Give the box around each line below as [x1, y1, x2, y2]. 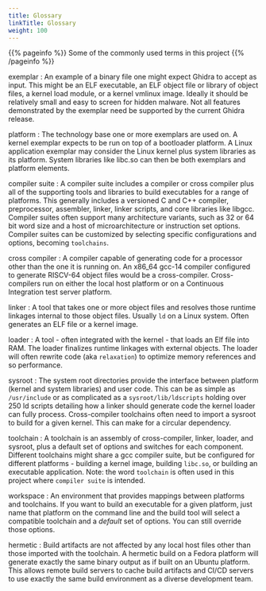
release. [8, 115, 35, 124]
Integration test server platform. [8, 287, 113, 297]
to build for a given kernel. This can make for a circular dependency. [8, 418, 232, 428]
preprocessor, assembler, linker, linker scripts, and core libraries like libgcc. [8, 204, 255, 214]
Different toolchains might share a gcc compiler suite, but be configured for [8, 450, 256, 460]
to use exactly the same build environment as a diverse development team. [8, 574, 254, 584]
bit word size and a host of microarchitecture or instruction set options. [8, 221, 241, 231]
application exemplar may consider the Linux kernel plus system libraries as [8, 146, 256, 156]
